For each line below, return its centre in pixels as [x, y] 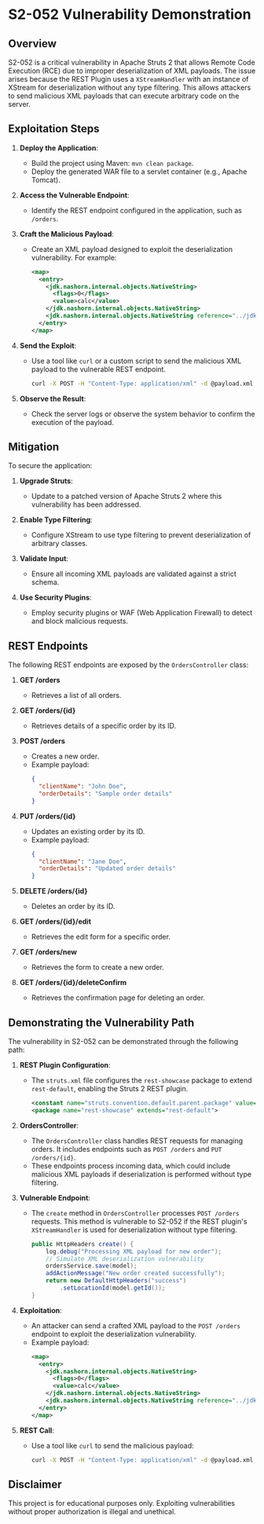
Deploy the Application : [59, 148]
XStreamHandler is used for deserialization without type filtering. [134, 1230]
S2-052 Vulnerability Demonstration [130, 15]
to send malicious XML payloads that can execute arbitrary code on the [124, 96]
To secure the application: [50, 466]
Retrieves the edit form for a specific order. [101, 937]
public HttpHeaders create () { [82, 1244]
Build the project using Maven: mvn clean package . [112, 163]
